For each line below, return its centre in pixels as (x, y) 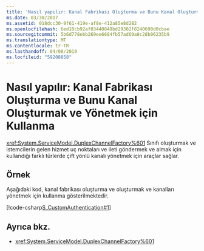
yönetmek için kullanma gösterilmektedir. (58, 196)
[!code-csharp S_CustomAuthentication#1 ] (59, 208)
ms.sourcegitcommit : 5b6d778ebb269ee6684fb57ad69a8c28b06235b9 (88, 35)
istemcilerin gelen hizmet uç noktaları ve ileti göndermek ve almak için (94, 149)
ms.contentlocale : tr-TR (38, 46)
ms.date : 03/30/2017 (32, 18)
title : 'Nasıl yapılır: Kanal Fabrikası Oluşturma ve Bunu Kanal (90, 12)
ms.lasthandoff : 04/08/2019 (42, 52)
